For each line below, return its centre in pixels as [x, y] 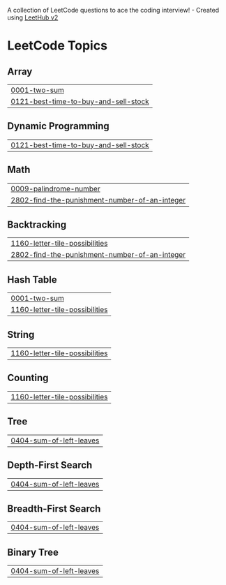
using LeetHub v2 [33, 17]
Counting [28, 378]
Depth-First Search [50, 465]
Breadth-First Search [54, 509]
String [21, 334]
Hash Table [32, 280]
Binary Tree [33, 552]
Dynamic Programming [58, 126]
